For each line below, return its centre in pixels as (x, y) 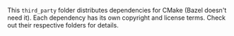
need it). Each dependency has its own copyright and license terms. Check (117, 18)
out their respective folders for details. (63, 25)
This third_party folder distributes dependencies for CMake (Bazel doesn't (117, 10)
